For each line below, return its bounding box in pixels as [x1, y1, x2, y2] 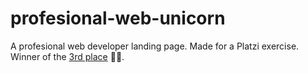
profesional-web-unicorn [10, 7, 226, 30]
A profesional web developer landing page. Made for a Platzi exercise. [10, 40, 300, 52]
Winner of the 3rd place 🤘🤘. [10, 50, 125, 62]
